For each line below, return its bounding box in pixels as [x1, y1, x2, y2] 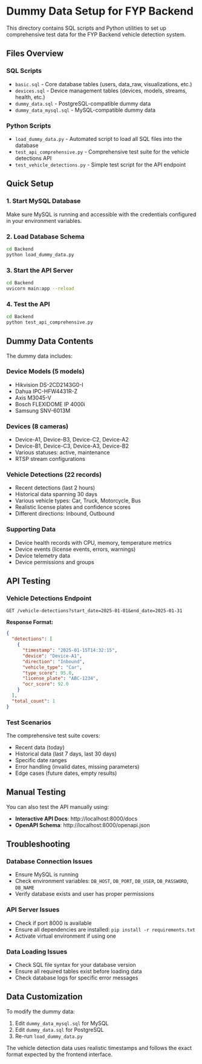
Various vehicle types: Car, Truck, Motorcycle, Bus [15, 497, 141, 505]
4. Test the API [6, 299, 50, 308]
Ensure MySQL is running [15, 871, 79, 878]
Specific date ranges [15, 756, 67, 763]
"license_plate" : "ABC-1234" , [22, 675, 99, 681]
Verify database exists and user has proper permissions [15, 890, 154, 898]
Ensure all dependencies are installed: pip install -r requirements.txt [15, 926, 195, 933]
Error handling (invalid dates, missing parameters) [15, 763, 140, 770]
